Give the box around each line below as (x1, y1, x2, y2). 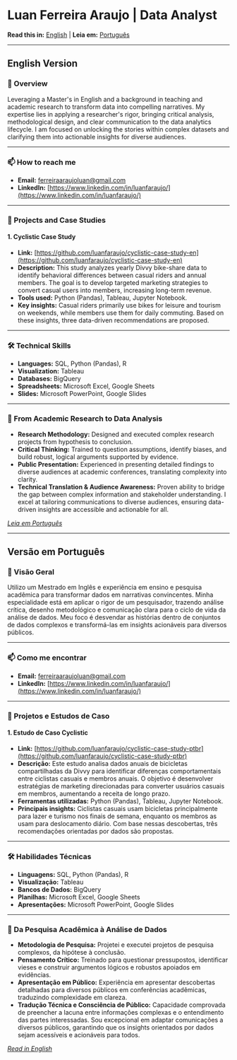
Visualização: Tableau (17, 878, 84, 887)
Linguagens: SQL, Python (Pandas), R (17, 870, 129, 879)
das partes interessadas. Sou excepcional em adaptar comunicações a (17, 1015, 224, 1025)
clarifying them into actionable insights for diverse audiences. (7, 132, 187, 141)
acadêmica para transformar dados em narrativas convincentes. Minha (7, 590, 214, 599)
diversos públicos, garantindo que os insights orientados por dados (17, 1023, 214, 1032)
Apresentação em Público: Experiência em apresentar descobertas (17, 978, 215, 986)
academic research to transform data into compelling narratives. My (7, 103, 205, 111)
